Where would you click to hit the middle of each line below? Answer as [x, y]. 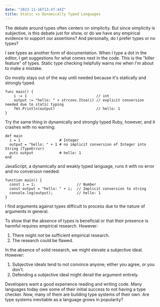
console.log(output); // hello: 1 [55, 193]
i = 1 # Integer [44, 140]
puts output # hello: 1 [45, 153]
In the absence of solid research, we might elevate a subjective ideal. [74, 250]
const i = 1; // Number [53, 184]
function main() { [24, 180]
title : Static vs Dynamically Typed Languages [53, 14]
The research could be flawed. [43, 240]
